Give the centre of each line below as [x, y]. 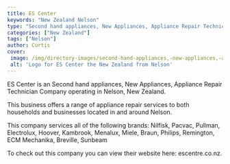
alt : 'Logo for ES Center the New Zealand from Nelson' [91, 65]
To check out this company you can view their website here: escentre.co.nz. [115, 153]
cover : [16, 52]
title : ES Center [32, 13]
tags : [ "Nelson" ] [32, 39]
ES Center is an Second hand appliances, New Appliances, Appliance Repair [115, 84]
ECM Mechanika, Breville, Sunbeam [57, 140]
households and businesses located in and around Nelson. [90, 112]
